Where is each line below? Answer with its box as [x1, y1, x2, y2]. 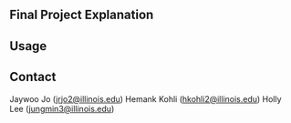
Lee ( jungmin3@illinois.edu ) [9, 103, 115, 114]
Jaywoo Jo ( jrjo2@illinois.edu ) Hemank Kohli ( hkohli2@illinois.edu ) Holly [9, 93, 282, 104]
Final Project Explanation [9, 7, 154, 23]
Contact [9, 69, 57, 85]
